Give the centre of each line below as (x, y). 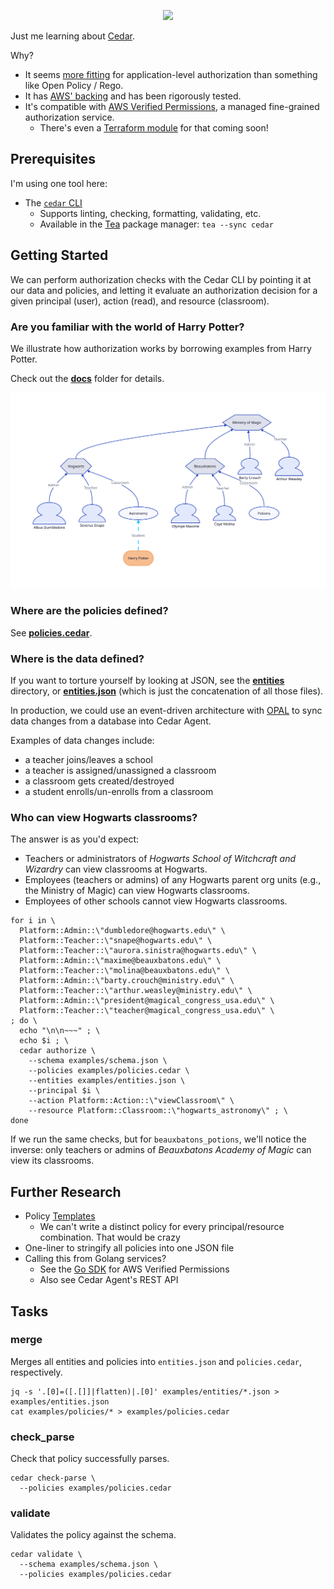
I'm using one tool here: (59, 183)
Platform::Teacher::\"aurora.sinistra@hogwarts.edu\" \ (138, 951)
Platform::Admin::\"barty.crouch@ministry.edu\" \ (127, 981)
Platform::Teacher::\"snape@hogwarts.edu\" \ (116, 941)
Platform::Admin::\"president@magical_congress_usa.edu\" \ (147, 1001)
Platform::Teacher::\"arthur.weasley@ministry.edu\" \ (136, 991)
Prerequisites (53, 159)
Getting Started (59, 255)
